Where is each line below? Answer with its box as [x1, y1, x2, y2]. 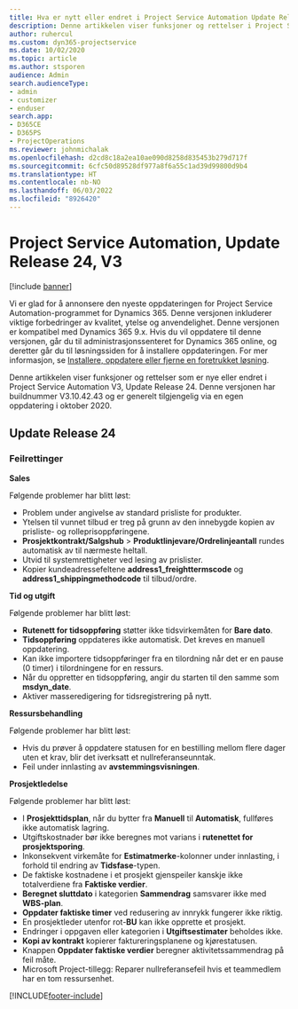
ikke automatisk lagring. [21, 822, 109, 832]
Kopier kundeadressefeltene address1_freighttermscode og [21, 564, 244, 574]
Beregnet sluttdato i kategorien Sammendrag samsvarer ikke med [21, 888, 267, 899]
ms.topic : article [9, 54, 77, 63]
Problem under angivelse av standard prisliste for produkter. [21, 507, 242, 517]
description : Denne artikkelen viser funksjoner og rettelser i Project [9, 21, 284, 30]
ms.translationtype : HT [9, 169, 98, 178]
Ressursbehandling [9, 707, 83, 719]
